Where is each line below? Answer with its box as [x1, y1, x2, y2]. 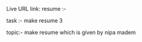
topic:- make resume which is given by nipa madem [6, 29, 136, 36]
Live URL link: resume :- [6, 5, 66, 12]
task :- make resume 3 [6, 17, 63, 24]
